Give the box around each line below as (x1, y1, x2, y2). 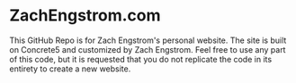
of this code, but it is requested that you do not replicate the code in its (9, 54, 273, 64)
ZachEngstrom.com (9, 5, 161, 26)
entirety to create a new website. (9, 63, 131, 74)
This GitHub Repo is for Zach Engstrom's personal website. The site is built (9, 35, 287, 46)
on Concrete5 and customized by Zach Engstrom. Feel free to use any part (9, 44, 286, 54)
